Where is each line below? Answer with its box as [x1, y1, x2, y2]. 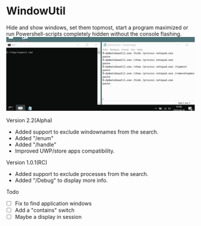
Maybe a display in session [14, 213, 82, 220]
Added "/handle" [14, 141, 57, 148]
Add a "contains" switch [14, 206, 75, 213]
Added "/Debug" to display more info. [14, 177, 108, 184]
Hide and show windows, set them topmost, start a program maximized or [6, 24, 188, 31]
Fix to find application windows [14, 200, 92, 207]
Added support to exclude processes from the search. [14, 170, 148, 177]
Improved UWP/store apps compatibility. [14, 147, 115, 154]
